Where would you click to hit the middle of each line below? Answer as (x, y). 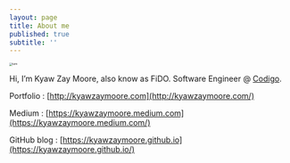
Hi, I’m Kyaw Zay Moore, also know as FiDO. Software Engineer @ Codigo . (146, 78)
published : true (39, 34)
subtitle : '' (33, 42)
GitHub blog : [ (36, 140)
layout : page (33, 17)
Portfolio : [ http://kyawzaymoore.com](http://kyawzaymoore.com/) (132, 95)
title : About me (39, 26)
